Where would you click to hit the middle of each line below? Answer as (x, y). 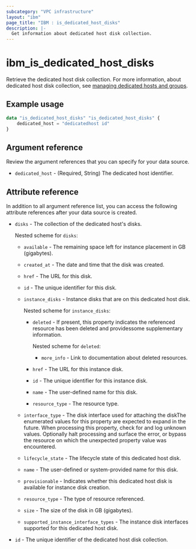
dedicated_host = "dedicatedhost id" (63, 123)
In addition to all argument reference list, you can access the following (92, 206)
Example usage (35, 104)
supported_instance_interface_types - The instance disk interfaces (106, 522)
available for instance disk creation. (67, 487)
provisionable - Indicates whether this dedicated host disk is (98, 481)
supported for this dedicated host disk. (71, 528)
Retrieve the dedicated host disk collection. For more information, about (94, 79)
